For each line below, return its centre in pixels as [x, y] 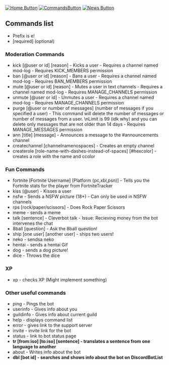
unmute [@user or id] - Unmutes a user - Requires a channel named [83, 97]
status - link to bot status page [44, 336]
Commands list [30, 23]
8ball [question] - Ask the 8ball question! [55, 229]
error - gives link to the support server [52, 325]
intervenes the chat [33, 223]
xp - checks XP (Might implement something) [60, 280]
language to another [34, 347]
